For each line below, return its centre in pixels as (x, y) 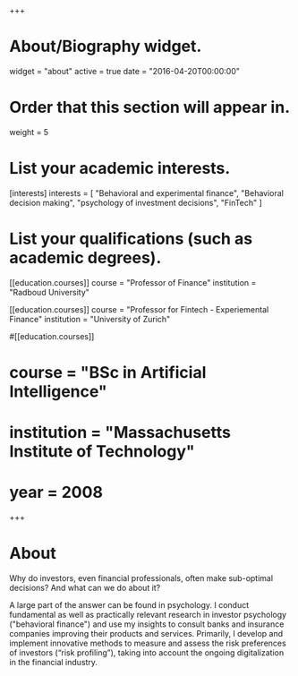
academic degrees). (85, 258)
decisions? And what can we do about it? (85, 588)
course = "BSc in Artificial (108, 372)
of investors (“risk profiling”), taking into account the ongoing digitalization (147, 653)
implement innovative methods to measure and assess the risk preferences (148, 643)
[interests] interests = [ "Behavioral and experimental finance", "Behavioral (147, 193)
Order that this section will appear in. (150, 107)
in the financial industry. (54, 662)
